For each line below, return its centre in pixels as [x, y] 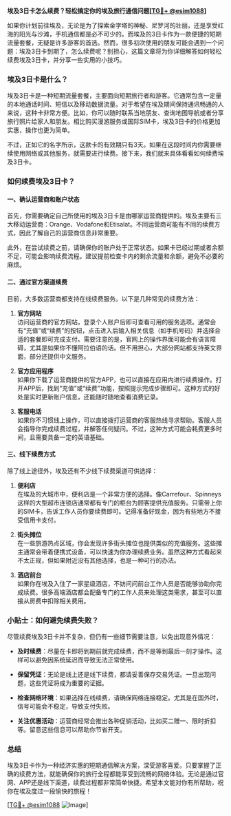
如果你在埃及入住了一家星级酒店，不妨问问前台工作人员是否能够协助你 [117, 583]
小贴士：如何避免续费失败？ [53, 620]
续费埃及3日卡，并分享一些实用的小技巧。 [66, 60]
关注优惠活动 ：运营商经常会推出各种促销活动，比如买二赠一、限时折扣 [117, 721]
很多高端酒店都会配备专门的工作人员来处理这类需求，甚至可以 [129, 592]
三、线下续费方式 [31, 454]
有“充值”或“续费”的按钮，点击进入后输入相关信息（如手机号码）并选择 [116, 331]
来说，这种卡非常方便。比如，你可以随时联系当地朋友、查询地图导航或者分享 [115, 113]
